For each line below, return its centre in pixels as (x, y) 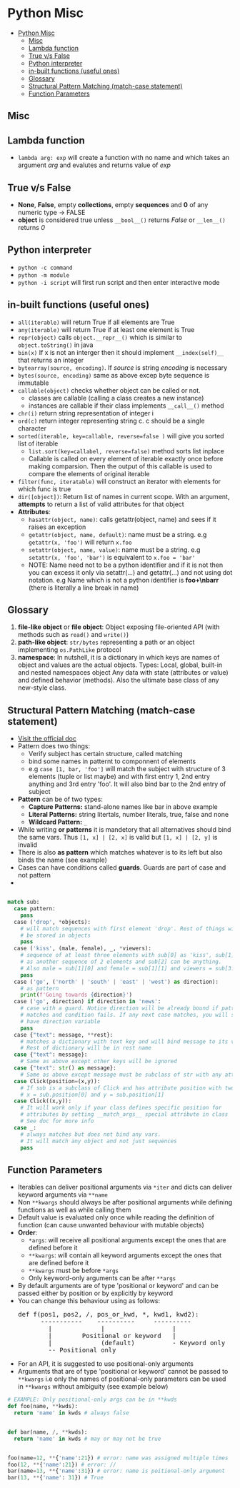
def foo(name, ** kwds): (43, 1407)
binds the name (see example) (62, 860)
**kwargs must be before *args (74, 1271)
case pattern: (35, 909)
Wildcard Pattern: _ (58, 822)
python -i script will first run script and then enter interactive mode (119, 282)
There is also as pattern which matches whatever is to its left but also (120, 853)
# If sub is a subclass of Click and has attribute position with (121, 1088)
